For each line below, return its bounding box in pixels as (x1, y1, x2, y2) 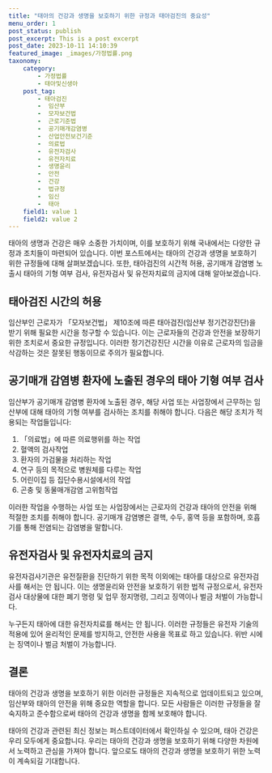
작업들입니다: (29, 417, 71, 427)
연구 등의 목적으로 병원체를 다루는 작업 (19, 465, 142, 474)
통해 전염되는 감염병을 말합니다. (23, 522, 123, 532)
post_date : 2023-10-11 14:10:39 (8, 42, 117, 50)
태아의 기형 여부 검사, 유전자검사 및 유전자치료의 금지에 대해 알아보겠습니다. (23, 269, 261, 278)
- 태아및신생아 (37, 79, 79, 87)
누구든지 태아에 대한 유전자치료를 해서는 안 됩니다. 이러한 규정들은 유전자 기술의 (8, 618, 259, 628)
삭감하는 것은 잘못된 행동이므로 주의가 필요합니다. (8, 348, 164, 358)
